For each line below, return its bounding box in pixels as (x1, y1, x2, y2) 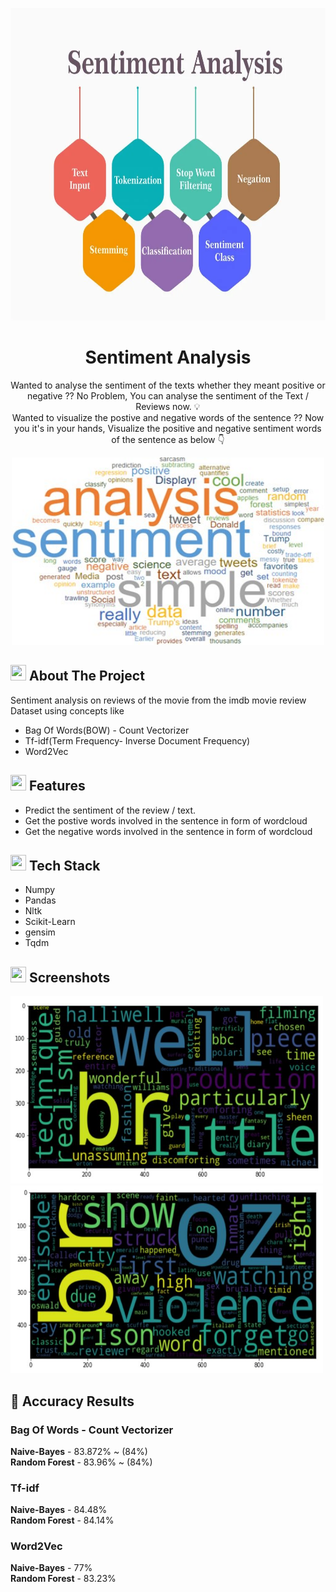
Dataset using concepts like (10, 704, 125, 717)
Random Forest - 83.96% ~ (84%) (10, 1456, 153, 1468)
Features (28, 778, 86, 795)
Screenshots (28, 969, 111, 986)
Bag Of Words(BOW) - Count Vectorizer (24, 724, 190, 736)
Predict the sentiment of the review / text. (24, 804, 197, 816)
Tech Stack (28, 857, 101, 874)
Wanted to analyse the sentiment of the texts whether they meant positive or (10, 379, 326, 391)
